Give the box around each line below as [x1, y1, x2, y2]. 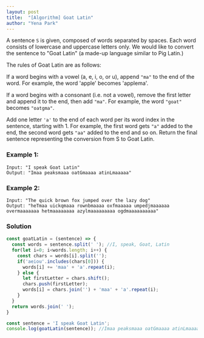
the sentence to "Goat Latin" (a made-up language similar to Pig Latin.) [6, 50, 184, 57]
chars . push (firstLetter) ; [22, 281, 88, 287]
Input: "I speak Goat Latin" [6, 164, 80, 171]
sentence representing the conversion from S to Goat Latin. [6, 135, 155, 143]
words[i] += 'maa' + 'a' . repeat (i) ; [22, 264, 115, 270]
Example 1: [6, 150, 39, 159]
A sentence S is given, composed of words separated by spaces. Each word [6, 37, 196, 44]
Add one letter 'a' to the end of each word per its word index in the [6, 116, 175, 123]
